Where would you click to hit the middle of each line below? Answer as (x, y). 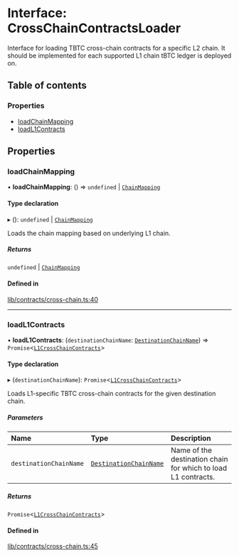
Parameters (25, 417)
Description (191, 438)
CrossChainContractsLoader (94, 28)
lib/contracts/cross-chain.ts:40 (53, 299)
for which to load (199, 468)
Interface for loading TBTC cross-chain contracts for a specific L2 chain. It (116, 48)
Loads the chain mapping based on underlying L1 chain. (89, 233)
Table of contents (47, 86)
